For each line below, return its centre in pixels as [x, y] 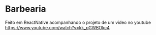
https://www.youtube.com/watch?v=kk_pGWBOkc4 [57, 27]
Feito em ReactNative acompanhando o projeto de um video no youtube [78, 22]
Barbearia [26, 9]
